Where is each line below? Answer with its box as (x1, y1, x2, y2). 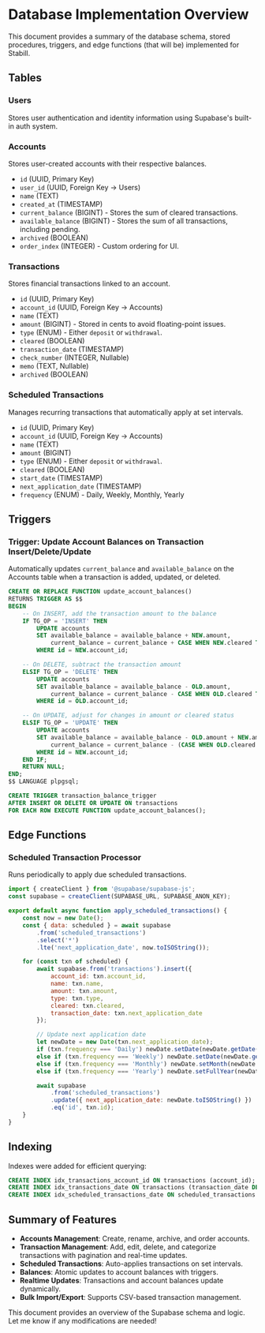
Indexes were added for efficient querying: (8, 1161, 147, 1170)
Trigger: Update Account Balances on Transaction (8, 536, 204, 547)
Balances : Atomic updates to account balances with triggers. (19, 1267, 218, 1277)
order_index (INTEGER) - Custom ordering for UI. (19, 241, 179, 250)
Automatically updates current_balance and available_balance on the (8, 564, 234, 574)
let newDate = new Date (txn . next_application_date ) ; (36, 1038, 214, 1047)
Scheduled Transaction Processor (8, 852, 142, 863)
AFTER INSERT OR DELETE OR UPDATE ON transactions (8, 799, 178, 807)
